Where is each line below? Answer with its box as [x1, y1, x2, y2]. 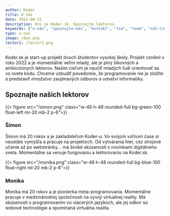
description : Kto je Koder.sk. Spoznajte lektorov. [5, 21, 116, 27]
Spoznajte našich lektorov [5, 91, 90, 99]
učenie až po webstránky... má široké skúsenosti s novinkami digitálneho [5, 144, 157, 150]
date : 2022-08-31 [5, 17, 42, 22]
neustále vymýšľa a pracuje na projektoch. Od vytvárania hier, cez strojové [5, 139, 161, 145]
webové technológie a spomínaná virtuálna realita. [5, 205, 110, 211]
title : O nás [5, 12, 33, 17]
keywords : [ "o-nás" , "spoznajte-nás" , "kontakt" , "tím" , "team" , [5, 26, 146, 31]
